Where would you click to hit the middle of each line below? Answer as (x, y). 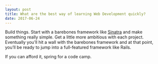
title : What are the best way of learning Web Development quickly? (75, 14)
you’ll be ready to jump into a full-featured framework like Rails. (68, 47)
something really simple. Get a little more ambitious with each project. (74, 37)
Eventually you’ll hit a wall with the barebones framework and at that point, (79, 42)
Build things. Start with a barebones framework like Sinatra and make (74, 32)
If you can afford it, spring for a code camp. (48, 57)
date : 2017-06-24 (22, 18)
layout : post (18, 9)
